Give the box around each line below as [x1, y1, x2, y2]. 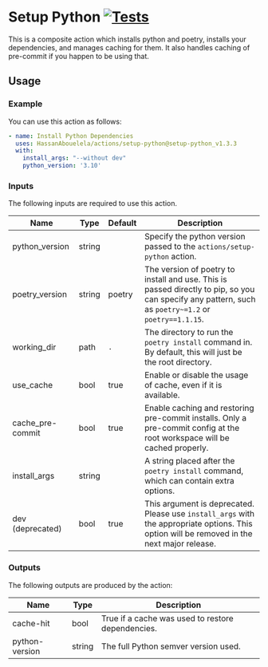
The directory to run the [144, 327, 234, 338]
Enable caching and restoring [144, 403, 254, 414]
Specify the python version [144, 231, 246, 243]
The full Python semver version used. [100, 641, 241, 652]
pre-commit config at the [144, 423, 240, 434]
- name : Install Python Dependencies [8, 132, 134, 140]
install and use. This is [144, 274, 227, 285]
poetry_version [12, 289, 68, 300]
